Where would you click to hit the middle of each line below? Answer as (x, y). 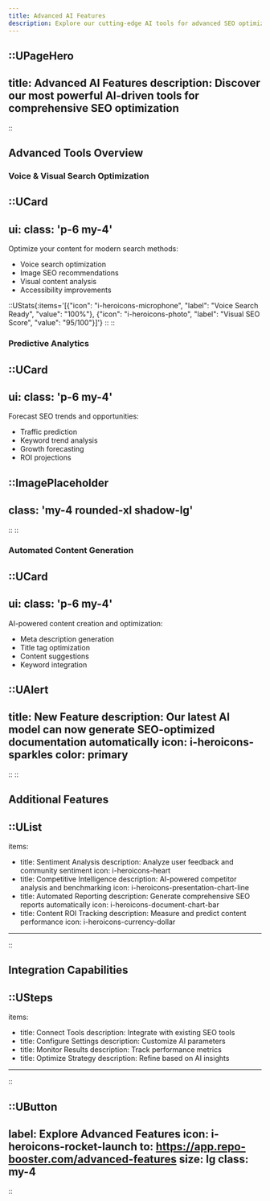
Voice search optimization (63, 264)
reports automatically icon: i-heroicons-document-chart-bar (119, 905)
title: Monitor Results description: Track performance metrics (121, 1050)
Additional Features (59, 800)
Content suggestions (55, 656)
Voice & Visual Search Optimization (79, 176)
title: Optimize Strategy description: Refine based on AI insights (125, 1059)
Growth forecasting (52, 449)
